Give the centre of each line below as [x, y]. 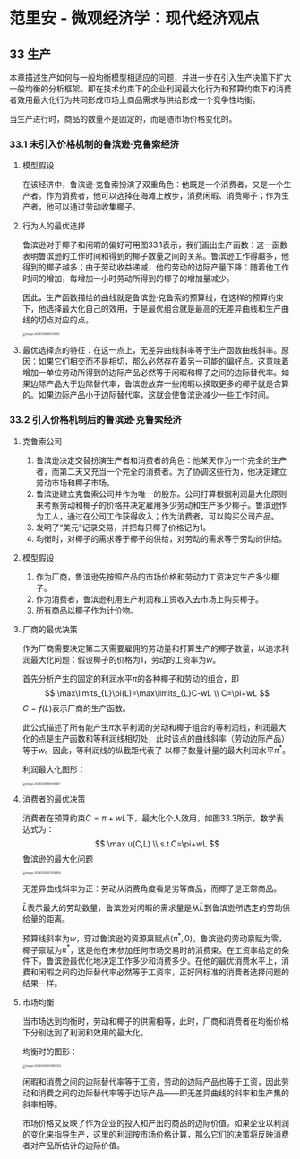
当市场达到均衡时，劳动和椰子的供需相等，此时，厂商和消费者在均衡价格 [155, 1021]
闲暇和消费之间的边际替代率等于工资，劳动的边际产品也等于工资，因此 [152, 1081]
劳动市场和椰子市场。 [75, 482]
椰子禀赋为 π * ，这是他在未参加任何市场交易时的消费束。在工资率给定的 [152, 949]
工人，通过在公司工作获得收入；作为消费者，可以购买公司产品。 [161, 516]
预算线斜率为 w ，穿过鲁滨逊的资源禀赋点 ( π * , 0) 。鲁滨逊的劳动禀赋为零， [154, 937]
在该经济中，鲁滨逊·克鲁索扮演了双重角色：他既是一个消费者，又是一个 [153, 185]
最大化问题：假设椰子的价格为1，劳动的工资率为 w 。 [125, 659]
